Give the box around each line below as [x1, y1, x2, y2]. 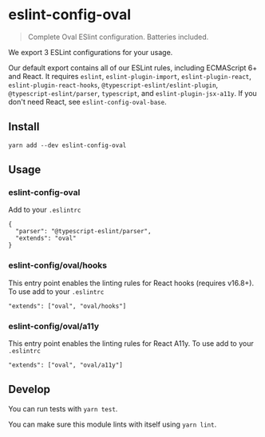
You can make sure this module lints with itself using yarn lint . [8, 419, 217, 429]
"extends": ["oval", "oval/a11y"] [8, 361, 124, 369]
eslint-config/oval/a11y [8, 320, 100, 332]
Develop [8, 383, 50, 396]
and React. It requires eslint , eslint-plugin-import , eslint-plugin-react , [8, 71, 251, 81]
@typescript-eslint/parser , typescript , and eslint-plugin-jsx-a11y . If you [8, 88, 257, 97]
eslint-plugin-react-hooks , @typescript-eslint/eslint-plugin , [8, 80, 219, 89]
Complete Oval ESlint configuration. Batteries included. [27, 32, 209, 42]
